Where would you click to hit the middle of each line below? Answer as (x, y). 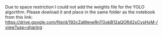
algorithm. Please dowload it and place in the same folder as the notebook (80, 12)
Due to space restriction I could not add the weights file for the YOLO (75, 7)
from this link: (19, 17)
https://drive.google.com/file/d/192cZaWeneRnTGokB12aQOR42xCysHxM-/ (81, 22)
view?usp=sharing (24, 27)
